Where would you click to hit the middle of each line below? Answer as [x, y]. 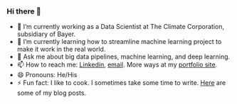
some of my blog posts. [52, 93]
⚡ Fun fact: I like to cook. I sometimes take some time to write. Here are [121, 83]
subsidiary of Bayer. [46, 34]
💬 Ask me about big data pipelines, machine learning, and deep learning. [123, 57]
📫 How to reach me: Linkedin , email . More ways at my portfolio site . [117, 65]
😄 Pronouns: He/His [47, 75]
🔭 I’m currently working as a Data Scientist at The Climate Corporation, [121, 27]
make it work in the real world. [61, 50]
